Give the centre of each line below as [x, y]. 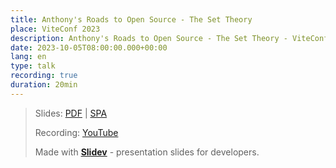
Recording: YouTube [76, 132]
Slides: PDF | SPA [71, 113]
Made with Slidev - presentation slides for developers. [147, 152]
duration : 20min [44, 85]
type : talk [33, 66]
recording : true [44, 76]
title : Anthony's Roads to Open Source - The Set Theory [131, 19]
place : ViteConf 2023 [55, 29]
